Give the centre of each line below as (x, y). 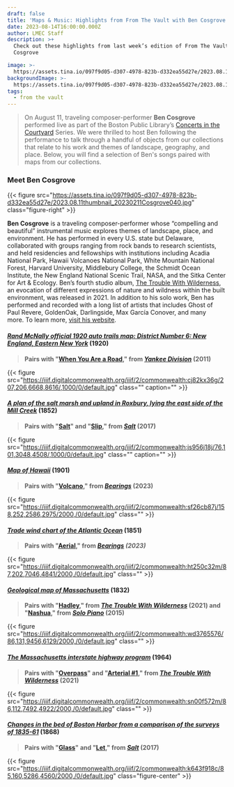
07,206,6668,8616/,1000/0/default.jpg (61, 387)
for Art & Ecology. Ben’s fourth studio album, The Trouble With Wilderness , (114, 283)
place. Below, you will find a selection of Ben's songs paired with (117, 155)
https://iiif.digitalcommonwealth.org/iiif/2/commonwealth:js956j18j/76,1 (124, 447)
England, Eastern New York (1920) (58, 343)
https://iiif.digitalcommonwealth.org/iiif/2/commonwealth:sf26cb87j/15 (124, 507)
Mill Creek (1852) (32, 411)
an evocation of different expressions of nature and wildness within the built (116, 290)
